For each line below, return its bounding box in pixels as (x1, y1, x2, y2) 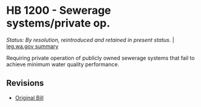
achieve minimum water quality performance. (6, 61, 119, 68)
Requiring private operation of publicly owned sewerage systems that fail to (6, 54, 195, 61)
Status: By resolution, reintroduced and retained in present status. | (6, 36, 174, 43)
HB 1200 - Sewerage (6, 4, 111, 17)
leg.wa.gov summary (6, 43, 59, 50)
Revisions (6, 78, 44, 88)
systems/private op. (6, 16, 110, 30)
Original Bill (15, 94, 44, 101)
